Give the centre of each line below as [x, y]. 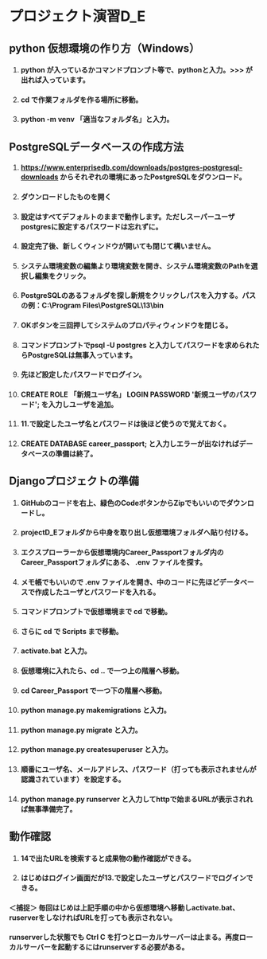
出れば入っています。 [55, 80]
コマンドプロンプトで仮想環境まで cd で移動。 [96, 612]
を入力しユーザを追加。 [79, 404]
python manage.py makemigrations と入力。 [95, 710]
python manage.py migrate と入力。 [81, 730]
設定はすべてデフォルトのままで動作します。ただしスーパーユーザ [128, 217]
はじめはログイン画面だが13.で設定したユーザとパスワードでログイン [133, 878]
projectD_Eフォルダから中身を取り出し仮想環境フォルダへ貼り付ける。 [136, 532]
